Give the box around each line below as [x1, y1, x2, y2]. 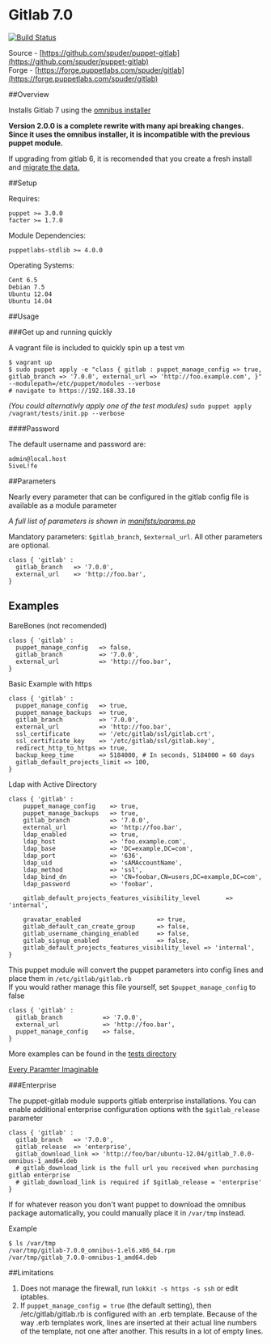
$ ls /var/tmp [8, 1239, 57, 1247]
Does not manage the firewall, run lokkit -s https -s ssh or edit [19, 1283, 239, 1293]
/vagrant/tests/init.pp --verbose [8, 409, 125, 417]
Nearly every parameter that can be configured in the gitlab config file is [8, 492, 249, 501]
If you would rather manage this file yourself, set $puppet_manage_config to [8, 982, 256, 991]
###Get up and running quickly [8, 327, 112, 336]
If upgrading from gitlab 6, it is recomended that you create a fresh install [8, 154, 252, 163]
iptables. [19, 1291, 49, 1301]
